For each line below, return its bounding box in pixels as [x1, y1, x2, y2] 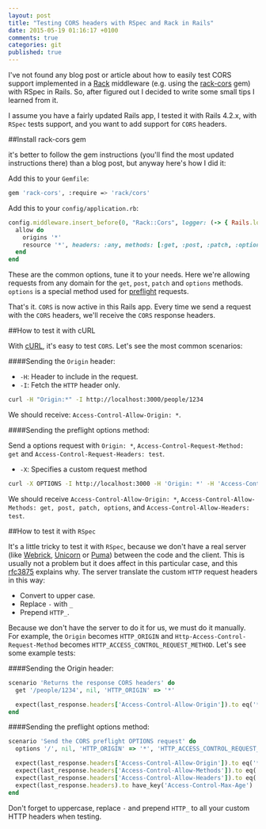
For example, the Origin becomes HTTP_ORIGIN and [8, 631, 174, 640]
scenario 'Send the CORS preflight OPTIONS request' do [8, 738, 196, 746]
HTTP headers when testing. [8, 812, 102, 821]
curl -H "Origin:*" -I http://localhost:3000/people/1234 [8, 395, 203, 404]
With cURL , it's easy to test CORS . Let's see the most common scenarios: [8, 342, 243, 351]
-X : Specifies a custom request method [19, 464, 148, 474]
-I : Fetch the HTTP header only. [19, 380, 120, 390]
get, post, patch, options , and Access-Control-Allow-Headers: [40, 502, 250, 512]
